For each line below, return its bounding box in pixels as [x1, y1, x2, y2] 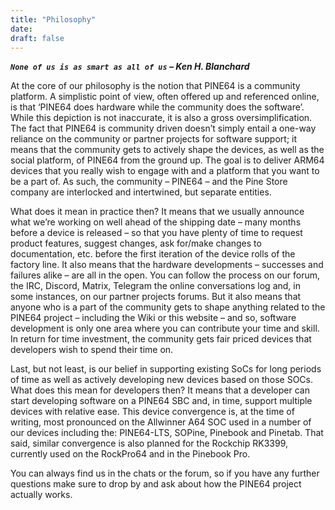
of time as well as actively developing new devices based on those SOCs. [10, 374, 314, 386]
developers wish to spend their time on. [10, 344, 174, 356]
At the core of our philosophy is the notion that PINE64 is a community [10, 80, 301, 92]
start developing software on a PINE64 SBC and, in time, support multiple [10, 395, 313, 407]
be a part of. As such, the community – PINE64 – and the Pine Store [10, 176, 288, 188]
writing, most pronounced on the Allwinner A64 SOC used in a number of [10, 416, 312, 428]
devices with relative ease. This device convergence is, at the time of [10, 406, 295, 418]
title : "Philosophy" [10, 14, 97, 25]
